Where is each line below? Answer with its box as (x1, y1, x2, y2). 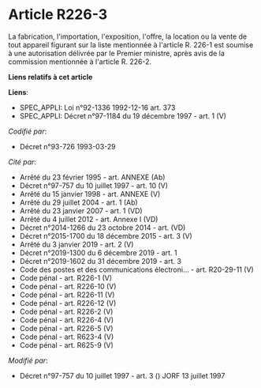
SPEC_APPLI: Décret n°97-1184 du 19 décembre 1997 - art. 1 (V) (19, 111, 227, 120)
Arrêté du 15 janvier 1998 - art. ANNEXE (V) (19, 189, 161, 198)
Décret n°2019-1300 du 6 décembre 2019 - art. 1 (19, 247, 177, 258)
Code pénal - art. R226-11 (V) (19, 290, 115, 299)
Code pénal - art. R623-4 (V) (19, 332, 114, 341)
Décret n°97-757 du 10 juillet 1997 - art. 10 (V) (19, 180, 168, 190)
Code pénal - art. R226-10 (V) (19, 281, 117, 291)
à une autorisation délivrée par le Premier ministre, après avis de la (8, 48, 225, 58)
